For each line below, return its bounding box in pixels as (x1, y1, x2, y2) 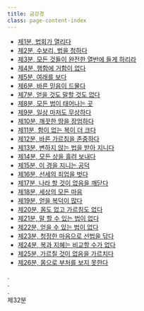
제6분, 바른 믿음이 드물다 (17, 81, 86, 90)
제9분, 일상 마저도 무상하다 (17, 107, 92, 117)
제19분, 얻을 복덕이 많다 (17, 196, 83, 205)
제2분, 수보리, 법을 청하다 (17, 46, 88, 54)
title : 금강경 (7, 10, 44, 18)
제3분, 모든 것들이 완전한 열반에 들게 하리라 (17, 54, 136, 64)
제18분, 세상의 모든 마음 (17, 187, 83, 196)
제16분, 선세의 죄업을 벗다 (17, 170, 88, 178)
